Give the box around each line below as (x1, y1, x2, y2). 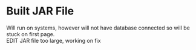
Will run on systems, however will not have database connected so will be (6, 24, 191, 31)
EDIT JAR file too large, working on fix (6, 37, 101, 44)
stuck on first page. (6, 30, 55, 37)
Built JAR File (6, 4, 74, 18)
